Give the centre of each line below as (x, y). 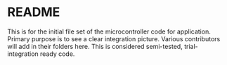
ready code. (57, 54)
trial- (191, 46)
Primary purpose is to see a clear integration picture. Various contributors (114, 38)
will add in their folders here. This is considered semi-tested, (95, 46)
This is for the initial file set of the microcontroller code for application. (109, 31)
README (34, 12)
